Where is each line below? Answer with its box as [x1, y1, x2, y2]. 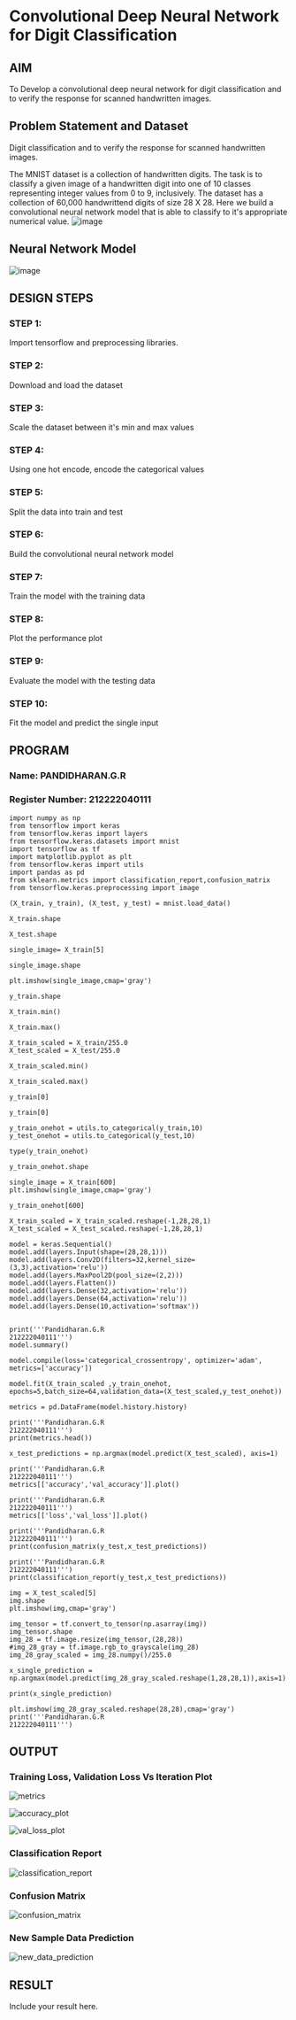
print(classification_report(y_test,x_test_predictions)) [9, 1573, 227, 1582]
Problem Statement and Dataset [9, 119, 189, 134]
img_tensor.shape [9, 1627, 73, 1636]
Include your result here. [9, 2001, 99, 2011]
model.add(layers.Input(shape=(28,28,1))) [9, 1247, 168, 1257]
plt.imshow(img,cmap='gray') [9, 1604, 117, 1613]
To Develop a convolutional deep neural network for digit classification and [9, 84, 282, 94]
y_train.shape [9, 992, 62, 1001]
